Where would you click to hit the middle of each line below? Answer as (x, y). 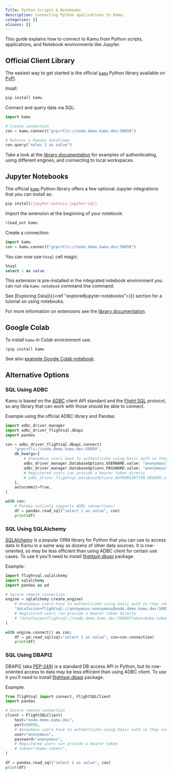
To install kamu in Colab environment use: (48, 340)
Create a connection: (27, 232)
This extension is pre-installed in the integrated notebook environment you (84, 281)
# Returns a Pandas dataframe (38, 140)
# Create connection (27, 126)
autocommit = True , (33, 487)
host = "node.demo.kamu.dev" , (44, 720)
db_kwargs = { (27, 454)
